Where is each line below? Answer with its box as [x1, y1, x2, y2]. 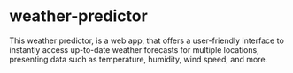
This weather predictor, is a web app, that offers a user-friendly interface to [9, 35, 285, 46]
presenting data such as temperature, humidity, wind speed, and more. [9, 54, 268, 64]
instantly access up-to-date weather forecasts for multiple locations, [9, 44, 259, 55]
